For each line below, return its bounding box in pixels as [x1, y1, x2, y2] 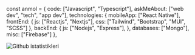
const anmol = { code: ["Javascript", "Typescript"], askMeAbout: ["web [6, 5, 184, 12]
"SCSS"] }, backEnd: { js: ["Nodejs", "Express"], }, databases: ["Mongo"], [6, 24, 190, 31]
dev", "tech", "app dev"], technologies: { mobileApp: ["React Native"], [6, 11, 180, 19]
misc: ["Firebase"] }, [6, 31, 57, 38]
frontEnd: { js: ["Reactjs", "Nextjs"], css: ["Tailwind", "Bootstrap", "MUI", [6, 18, 186, 25]
